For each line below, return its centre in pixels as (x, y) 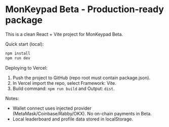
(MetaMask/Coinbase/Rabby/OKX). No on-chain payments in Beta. (82, 113)
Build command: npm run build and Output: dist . (64, 88)
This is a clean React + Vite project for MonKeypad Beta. (64, 34)
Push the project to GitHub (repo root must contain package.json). (81, 78)
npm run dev (18, 58)
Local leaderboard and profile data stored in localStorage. (73, 119)
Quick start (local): (25, 44)
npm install (18, 53)
